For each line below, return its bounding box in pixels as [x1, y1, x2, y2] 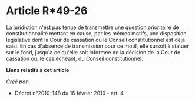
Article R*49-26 [6, 4, 88, 18]
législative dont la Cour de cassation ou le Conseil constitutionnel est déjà [6, 36, 186, 43]
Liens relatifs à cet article [6, 66, 70, 73]
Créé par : [6, 78, 29, 85]
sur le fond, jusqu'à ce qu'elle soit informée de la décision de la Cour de [6, 48, 181, 56]
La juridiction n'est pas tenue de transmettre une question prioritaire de [6, 24, 179, 31]
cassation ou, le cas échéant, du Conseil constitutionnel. [6, 55, 143, 62]
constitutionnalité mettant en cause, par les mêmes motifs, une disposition [6, 30, 187, 37]
